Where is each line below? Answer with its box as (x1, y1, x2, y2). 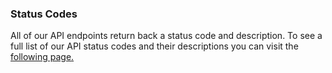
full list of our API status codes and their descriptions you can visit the (10, 40, 299, 52)
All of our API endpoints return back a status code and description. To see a (10, 30, 323, 42)
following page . (10, 51, 75, 63)
